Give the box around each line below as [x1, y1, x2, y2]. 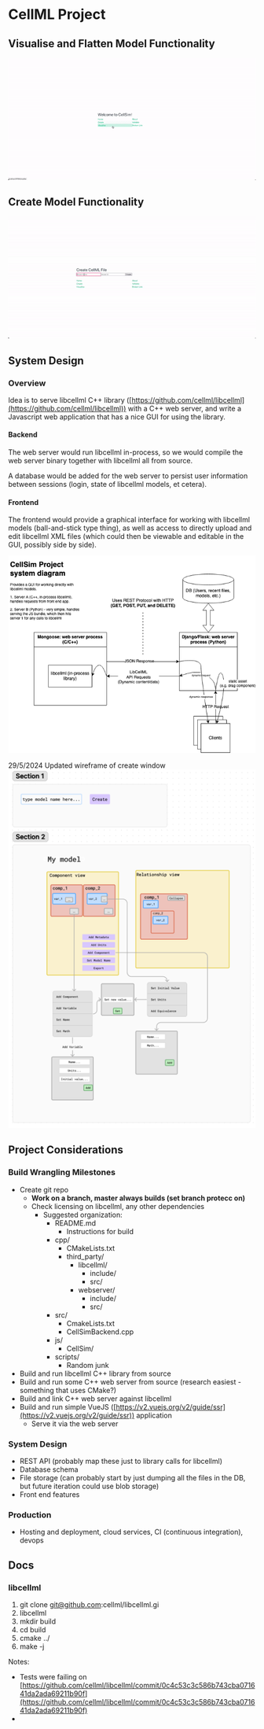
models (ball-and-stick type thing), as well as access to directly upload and [8, 523, 252, 533]
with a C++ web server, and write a [127, 404, 242, 413]
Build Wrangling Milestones [8, 1167, 116, 1178]
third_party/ [66, 1252, 104, 1261]
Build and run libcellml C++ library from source [19, 1369, 171, 1378]
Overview [8, 378, 46, 389]
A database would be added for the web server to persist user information [8, 471, 248, 481]
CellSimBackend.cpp [66, 1327, 134, 1336]
